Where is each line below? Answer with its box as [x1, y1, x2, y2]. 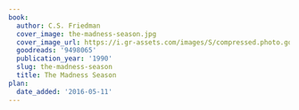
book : [8, 12, 29, 22]
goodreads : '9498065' [16, 46, 97, 55]
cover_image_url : [16, 37, 81, 47]
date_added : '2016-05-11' [16, 87, 113, 96]
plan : [8, 79, 29, 88]
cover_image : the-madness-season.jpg [16, 29, 157, 38]
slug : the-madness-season [16, 63, 113, 72]
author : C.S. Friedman [16, 21, 101, 30]
